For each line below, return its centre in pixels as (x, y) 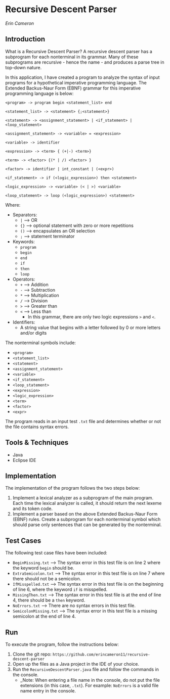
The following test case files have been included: (56, 553)
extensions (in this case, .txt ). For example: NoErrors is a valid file (89, 685)
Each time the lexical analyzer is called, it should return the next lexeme (87, 503)
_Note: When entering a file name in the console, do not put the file (90, 680)
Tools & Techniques (37, 442)
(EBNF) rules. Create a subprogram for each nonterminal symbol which (87, 520)
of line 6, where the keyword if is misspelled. (60, 589)
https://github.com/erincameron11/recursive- (101, 655)
